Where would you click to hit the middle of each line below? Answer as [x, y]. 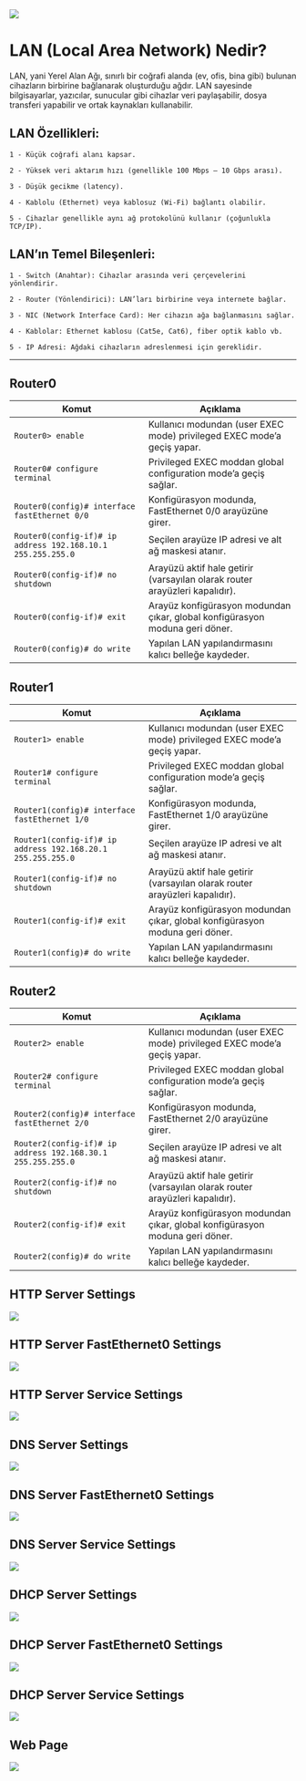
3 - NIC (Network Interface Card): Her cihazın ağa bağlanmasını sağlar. [153, 315]
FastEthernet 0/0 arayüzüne [209, 512]
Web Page [39, 1745]
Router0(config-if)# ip [66, 536]
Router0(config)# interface [75, 507]
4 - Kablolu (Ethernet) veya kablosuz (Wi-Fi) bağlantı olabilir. [138, 202]
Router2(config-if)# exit [70, 1224]
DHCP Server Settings [73, 1595]
